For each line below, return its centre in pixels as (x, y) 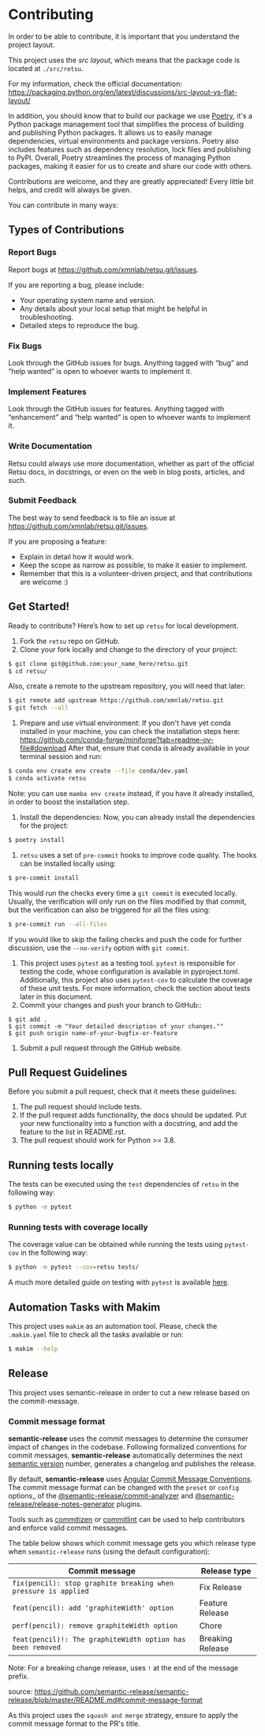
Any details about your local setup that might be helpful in (113, 309)
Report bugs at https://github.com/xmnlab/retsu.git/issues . (104, 269)
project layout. (32, 44)
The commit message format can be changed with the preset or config (123, 1487)
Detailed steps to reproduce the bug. (79, 325)
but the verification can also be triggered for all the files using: (109, 910)
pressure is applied (50, 1591)
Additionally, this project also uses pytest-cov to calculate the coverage (136, 979)
